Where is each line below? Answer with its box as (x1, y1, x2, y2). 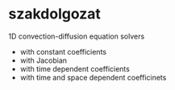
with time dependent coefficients (19, 63, 131, 73)
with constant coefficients (19, 47, 107, 56)
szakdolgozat (8, 5, 101, 23)
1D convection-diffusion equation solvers (8, 31, 145, 41)
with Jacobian (19, 55, 67, 65)
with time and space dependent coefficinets (19, 72, 167, 82)
